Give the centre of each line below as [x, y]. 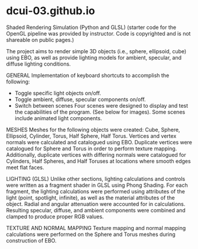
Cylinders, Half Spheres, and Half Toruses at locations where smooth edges [98, 161]
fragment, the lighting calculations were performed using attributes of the [95, 191]
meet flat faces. [25, 167]
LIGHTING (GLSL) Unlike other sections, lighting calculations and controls [96, 179]
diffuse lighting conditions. [38, 64]
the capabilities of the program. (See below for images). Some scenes [100, 112]
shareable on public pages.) [40, 40]
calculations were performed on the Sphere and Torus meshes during [91, 234]
